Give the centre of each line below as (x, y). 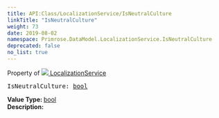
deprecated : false (34, 46)
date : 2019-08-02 (32, 33)
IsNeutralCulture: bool (47, 86)
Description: (25, 107)
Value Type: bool (32, 99)
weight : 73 (23, 26)
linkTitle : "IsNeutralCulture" (52, 20)
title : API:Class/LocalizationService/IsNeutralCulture (89, 14)
